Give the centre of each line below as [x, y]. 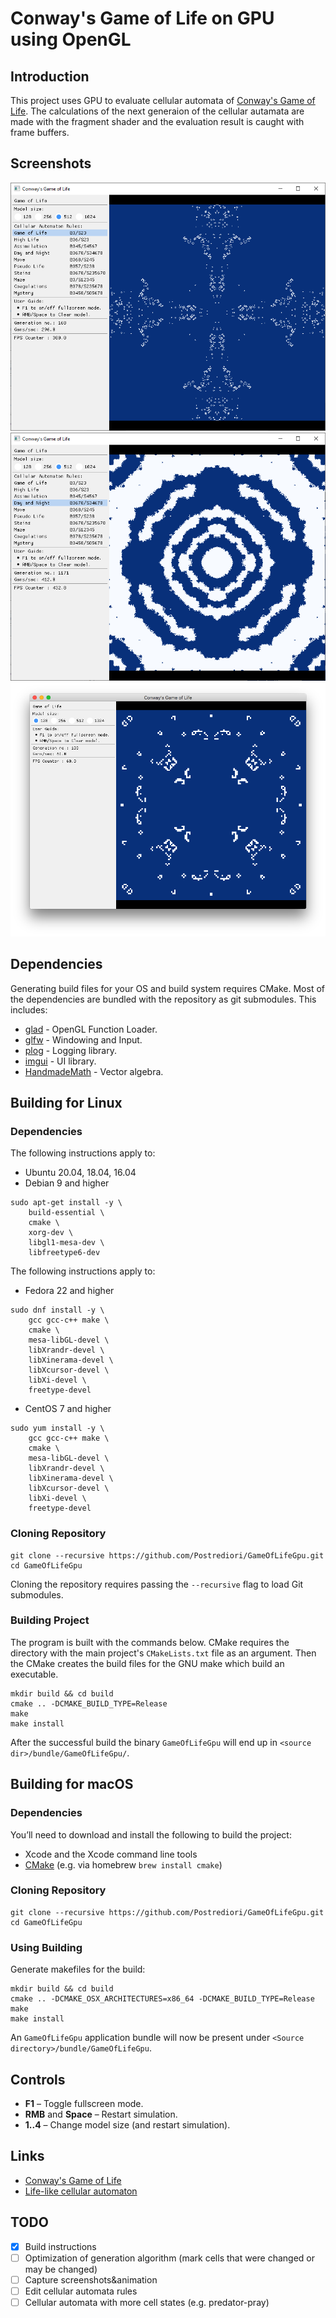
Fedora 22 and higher [69, 1291]
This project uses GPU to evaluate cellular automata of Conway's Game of [163, 100]
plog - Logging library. [70, 1050]
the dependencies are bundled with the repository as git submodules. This [163, 999]
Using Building [46, 1947]
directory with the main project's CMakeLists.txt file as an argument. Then [163, 1653]
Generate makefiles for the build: [78, 1969]
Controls [38, 2079]
